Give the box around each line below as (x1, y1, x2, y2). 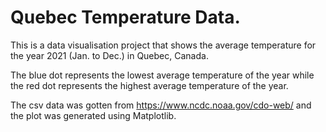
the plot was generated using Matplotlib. (10, 109, 177, 121)
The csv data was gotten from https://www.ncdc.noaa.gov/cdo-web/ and (10, 99, 312, 111)
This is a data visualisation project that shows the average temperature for (10, 39, 317, 51)
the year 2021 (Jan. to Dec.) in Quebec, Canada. (10, 49, 209, 61)
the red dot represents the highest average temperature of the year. (10, 79, 289, 91)
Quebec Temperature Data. (10, 6, 241, 29)
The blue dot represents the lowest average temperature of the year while (10, 69, 315, 81)
